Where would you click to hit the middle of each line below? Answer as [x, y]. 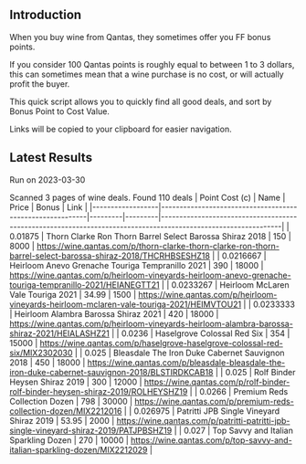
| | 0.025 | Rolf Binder [255, 372]
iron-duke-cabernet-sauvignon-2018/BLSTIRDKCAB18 [111, 372]
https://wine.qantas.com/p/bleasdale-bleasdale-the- [186, 362]
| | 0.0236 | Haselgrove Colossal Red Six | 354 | [200, 333]
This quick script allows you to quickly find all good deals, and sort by [141, 101]
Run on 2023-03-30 [47, 179]
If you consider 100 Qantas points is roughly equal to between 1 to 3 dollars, [152, 64]
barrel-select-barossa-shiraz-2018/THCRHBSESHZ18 [110, 256]
